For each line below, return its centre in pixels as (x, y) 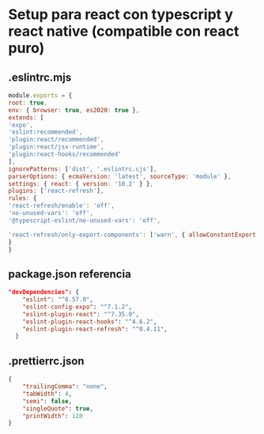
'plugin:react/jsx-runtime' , (56, 147)
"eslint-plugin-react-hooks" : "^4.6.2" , (90, 322)
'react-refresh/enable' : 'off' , (61, 206)
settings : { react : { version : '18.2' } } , (81, 183)
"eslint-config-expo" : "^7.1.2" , (77, 307)
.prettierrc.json (46, 361)
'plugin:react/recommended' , (56, 140)
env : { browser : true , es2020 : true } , (74, 110)
